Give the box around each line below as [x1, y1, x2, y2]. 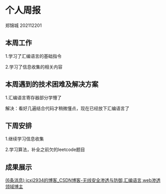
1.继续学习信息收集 [5, 136, 44, 142]
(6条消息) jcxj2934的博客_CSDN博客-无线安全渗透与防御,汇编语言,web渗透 [5, 177, 161, 183]
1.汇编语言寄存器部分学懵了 [5, 94, 62, 100]
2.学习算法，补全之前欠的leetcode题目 [5, 146, 85, 152]
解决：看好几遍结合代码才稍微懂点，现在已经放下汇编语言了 [5, 105, 130, 111]
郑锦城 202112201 [5, 22, 42, 28]
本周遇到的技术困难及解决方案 [5, 80, 99, 89]
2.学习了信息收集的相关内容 [5, 64, 63, 70]
